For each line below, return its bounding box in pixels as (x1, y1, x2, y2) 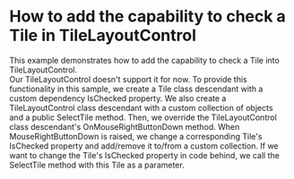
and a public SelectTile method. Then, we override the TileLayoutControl (9, 112, 278, 123)
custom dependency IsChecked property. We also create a (9, 92, 227, 104)
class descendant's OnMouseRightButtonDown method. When (9, 121, 240, 132)
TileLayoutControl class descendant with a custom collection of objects (9, 102, 273, 113)
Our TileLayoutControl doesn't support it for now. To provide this (9, 73, 248, 84)
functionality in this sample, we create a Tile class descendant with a (9, 83, 264, 94)
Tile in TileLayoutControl (9, 25, 197, 46)
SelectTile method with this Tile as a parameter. (9, 159, 186, 170)
